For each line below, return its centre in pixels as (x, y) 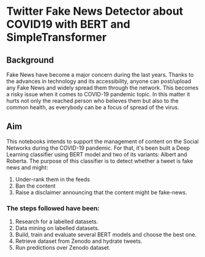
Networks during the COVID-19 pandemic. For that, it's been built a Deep (98, 148)
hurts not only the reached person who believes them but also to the (92, 101)
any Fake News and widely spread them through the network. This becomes (102, 88)
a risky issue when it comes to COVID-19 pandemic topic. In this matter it (98, 94)
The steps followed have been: (53, 208)
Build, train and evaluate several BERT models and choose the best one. (106, 235)
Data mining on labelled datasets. (57, 228)
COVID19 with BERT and (68, 24)
